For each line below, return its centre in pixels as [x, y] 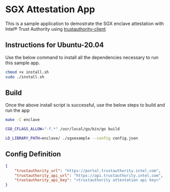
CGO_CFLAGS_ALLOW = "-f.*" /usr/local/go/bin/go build [63, 129]
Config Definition [33, 154]
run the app [17, 110]
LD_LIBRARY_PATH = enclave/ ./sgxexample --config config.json [72, 138]
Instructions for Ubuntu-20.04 [55, 45]
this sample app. [23, 63]
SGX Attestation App [50, 9]
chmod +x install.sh [27, 72]
